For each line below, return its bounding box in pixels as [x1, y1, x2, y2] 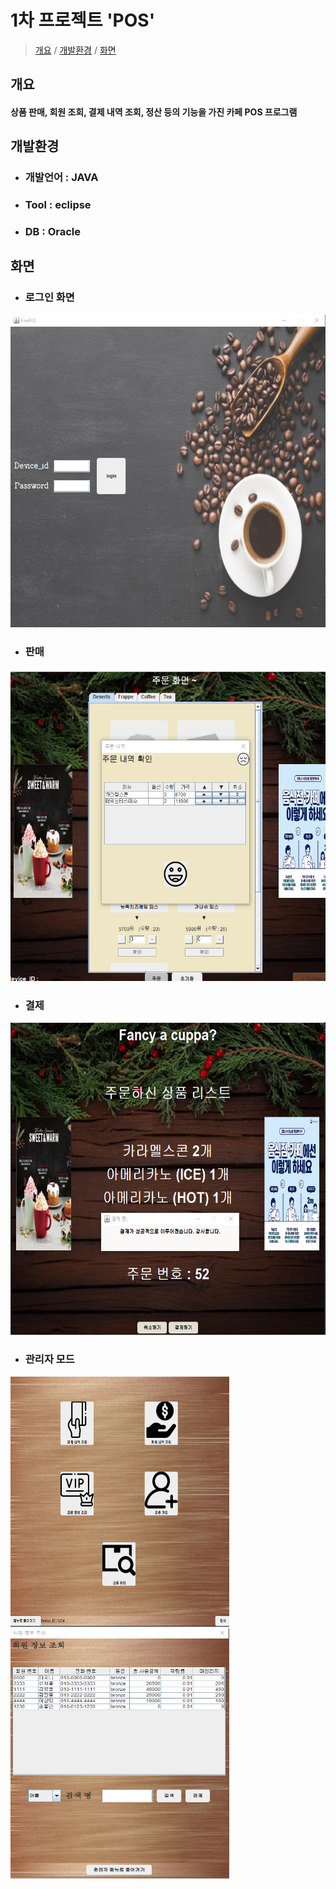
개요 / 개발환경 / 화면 [34, 44, 117, 56]
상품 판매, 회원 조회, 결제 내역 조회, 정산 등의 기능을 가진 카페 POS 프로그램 [10, 106, 298, 118]
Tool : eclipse [24, 198, 92, 212]
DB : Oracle [24, 225, 81, 239]
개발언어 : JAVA [24, 171, 99, 185]
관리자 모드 [24, 1352, 75, 1366]
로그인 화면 [24, 291, 75, 305]
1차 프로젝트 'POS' [10, 9, 156, 32]
